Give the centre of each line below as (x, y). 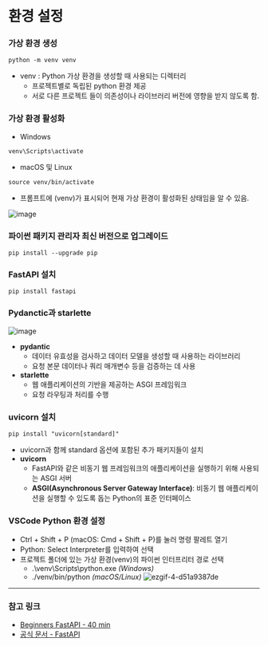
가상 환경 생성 (33, 43)
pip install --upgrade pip (53, 253)
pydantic (35, 346)
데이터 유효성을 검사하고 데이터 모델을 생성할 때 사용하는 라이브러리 (136, 356)
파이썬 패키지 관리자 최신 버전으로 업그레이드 (89, 236)
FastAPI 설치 (32, 274)
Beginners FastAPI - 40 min (65, 624)
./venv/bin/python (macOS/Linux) (87, 577)
